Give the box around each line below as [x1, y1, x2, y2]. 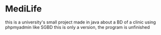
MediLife [5, 3, 42, 14]
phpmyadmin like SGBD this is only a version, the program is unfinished [5, 24, 150, 30]
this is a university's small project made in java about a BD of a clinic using [5, 19, 156, 25]
